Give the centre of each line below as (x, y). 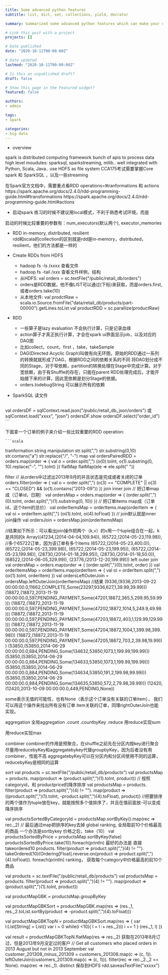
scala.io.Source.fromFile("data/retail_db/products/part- (77, 303)
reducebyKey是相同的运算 (32, 763)
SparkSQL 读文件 (30, 395)
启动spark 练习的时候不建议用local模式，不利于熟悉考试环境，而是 (81, 212)
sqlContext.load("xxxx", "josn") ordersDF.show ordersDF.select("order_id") (82, 416)
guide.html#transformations (34, 197)
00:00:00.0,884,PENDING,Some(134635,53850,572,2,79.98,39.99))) (76, 683)
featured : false (22, 92)
